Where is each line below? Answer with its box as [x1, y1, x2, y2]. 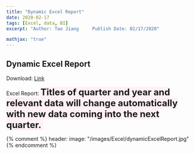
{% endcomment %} [6, 141, 57, 149]
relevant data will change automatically [6, 97, 178, 109]
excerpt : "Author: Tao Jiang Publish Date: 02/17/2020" [6, 25, 160, 32]
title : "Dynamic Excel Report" [6, 8, 85, 15]
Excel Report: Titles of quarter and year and [6, 86, 170, 98]
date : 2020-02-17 [6, 14, 50, 20]
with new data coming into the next [6, 108, 160, 120]
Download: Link [6, 75, 45, 82]
